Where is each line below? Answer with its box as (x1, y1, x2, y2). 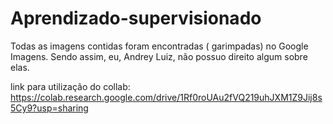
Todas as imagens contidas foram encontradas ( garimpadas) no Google (10, 40, 309, 52)
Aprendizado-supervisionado (10, 7, 262, 30)
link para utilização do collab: (10, 80, 131, 92)
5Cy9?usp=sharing (10, 102, 89, 114)
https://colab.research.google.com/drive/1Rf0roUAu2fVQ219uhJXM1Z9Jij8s (10, 91, 323, 103)
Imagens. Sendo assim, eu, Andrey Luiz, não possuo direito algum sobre (10, 50, 308, 62)
